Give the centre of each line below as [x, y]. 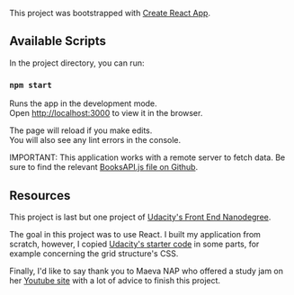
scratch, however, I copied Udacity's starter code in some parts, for [134, 244]
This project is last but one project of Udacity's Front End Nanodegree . [140, 217]
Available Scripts [58, 41]
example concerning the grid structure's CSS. [94, 253]
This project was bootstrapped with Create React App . [110, 13]
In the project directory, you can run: [77, 63]
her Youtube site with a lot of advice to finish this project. [115, 280]
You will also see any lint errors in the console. [95, 140]
